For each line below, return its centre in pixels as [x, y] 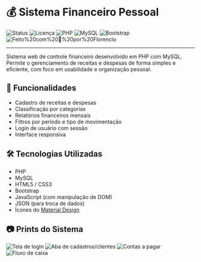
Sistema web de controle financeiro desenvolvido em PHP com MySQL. [94, 56]
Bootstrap [27, 191]
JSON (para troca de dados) [50, 203]
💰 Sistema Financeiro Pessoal [83, 12]
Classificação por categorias [50, 109]
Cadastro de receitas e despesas [56, 103]
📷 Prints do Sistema [45, 229]
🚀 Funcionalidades [41, 88]
